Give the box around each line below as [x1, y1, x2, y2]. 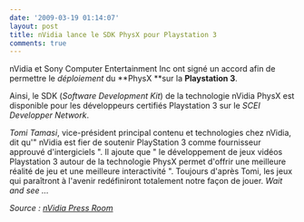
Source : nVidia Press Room [9, 203, 113, 214]
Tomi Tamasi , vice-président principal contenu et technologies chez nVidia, [9, 128, 292, 139]
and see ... [9, 185, 49, 196]
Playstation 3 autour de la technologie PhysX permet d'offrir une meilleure [9, 156, 287, 168]
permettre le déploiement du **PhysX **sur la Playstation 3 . [9, 73, 238, 84]
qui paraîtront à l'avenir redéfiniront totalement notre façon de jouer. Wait [9, 176, 283, 187]
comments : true [9, 38, 67, 48]
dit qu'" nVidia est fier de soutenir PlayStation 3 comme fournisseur [9, 137, 261, 148]
